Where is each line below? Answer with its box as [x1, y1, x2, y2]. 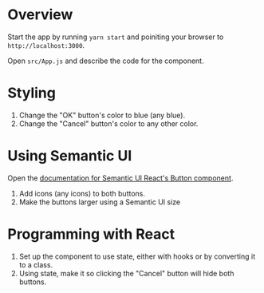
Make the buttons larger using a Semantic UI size [18, 197, 181, 207]
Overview [7, 6, 73, 24]
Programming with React [7, 225, 175, 243]
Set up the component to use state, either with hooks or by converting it [18, 251, 256, 261]
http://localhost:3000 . [7, 40, 85, 49]
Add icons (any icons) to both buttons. [18, 188, 145, 198]
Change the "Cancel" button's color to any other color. [18, 118, 199, 129]
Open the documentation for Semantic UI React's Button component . [7, 173, 234, 183]
